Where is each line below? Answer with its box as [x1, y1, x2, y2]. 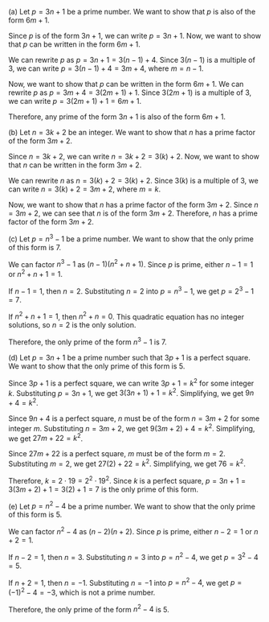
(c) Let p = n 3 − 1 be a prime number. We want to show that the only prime [8, 233, 255, 244]
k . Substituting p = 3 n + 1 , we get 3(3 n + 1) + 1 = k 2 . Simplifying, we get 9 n [8, 386, 255, 398]
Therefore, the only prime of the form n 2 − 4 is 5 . [8, 603, 170, 614]
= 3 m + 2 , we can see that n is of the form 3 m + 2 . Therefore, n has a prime [8, 208, 259, 218]
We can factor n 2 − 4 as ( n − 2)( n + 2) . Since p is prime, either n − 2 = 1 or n [8, 525, 259, 536]
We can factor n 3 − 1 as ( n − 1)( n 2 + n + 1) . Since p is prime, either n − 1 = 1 [8, 257, 254, 269]
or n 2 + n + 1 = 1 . [8, 268, 63, 278]
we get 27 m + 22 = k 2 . [8, 432, 84, 443]
